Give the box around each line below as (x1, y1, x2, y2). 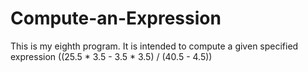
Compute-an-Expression (10, 7, 222, 30)
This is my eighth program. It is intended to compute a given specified (10, 40, 299, 52)
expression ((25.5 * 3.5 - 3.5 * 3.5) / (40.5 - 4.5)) (10, 50, 213, 62)
